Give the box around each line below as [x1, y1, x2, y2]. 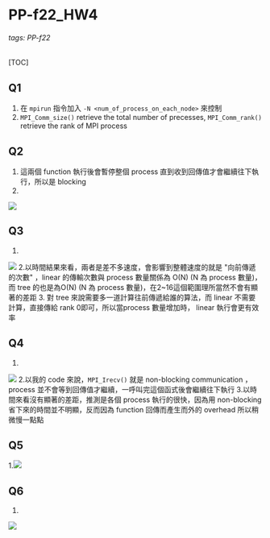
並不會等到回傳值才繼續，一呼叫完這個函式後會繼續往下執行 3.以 [36, 384, 251, 394]
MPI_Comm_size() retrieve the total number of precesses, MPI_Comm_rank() [19, 113, 262, 122]
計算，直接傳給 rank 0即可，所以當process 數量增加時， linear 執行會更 [8, 302, 246, 312]
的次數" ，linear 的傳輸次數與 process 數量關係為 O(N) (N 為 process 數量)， [8, 272, 262, 282]
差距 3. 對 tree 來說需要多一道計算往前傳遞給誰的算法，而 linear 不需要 [22, 292, 256, 302]
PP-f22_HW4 [8, 6, 98, 24]
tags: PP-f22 [8, 32, 51, 42]
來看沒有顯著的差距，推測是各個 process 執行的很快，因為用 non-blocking [15, 395, 262, 404]
